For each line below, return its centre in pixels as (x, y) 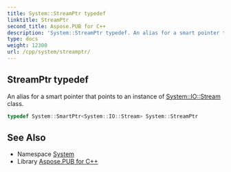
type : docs (23, 39)
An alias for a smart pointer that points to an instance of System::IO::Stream (114, 96)
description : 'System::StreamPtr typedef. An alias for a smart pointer (113, 33)
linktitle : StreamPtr (38, 20)
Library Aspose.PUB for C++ (57, 162)
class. (15, 103)
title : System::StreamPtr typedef (57, 13)
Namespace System (45, 154)
